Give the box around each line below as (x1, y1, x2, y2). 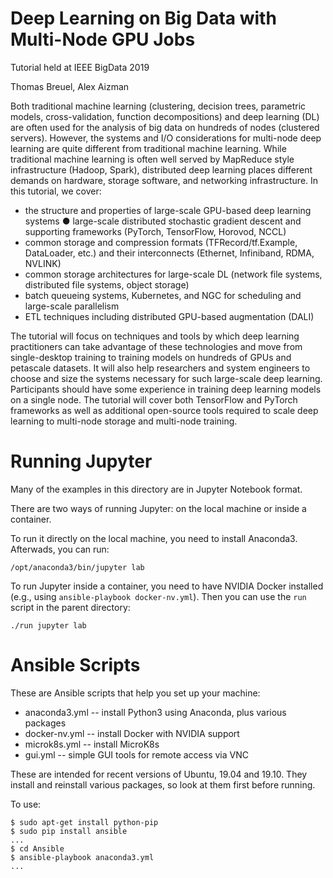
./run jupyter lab (10, 620, 87, 631)
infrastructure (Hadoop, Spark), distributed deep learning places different (10, 163, 313, 176)
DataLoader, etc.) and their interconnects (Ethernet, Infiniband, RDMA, (24, 247, 315, 259)
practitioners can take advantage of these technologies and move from (10, 340, 303, 352)
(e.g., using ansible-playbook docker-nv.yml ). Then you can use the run (10, 590, 307, 602)
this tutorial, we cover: (10, 185, 102, 197)
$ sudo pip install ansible (10, 826, 128, 836)
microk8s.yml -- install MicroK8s (24, 738, 160, 750)
